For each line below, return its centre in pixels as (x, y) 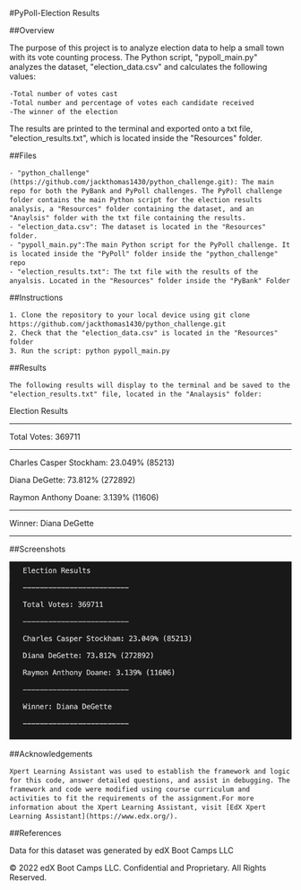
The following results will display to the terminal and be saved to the (150, 385)
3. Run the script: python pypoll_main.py (90, 351)
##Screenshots (38, 549)
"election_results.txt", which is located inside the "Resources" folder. (136, 138)
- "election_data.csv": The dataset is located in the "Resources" (138, 227)
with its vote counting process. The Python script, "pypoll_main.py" (133, 57)
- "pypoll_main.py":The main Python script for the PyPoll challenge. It (150, 245)
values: (22, 76)
